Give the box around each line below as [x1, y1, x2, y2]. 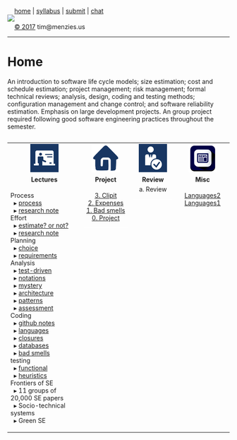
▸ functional [13, 364, 48, 372]
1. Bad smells [85, 206, 126, 215]
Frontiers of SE [10, 379, 54, 388]
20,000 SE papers [10, 394, 64, 403]
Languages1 [184, 198, 221, 208]
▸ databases [13, 341, 49, 350]
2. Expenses [87, 198, 124, 208]
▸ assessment [13, 304, 54, 312]
